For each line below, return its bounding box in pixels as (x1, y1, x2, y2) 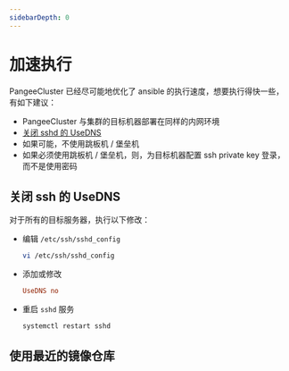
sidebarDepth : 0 (9, 13, 70, 22)
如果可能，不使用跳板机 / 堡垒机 (21, 138, 140, 148)
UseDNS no (21, 287, 60, 296)
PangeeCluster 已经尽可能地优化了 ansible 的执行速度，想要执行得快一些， (9, 86, 284, 97)
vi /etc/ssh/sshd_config (21, 251, 115, 260)
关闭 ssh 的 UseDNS (9, 189, 121, 204)
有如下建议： (9, 97, 56, 107)
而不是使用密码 (21, 160, 78, 171)
